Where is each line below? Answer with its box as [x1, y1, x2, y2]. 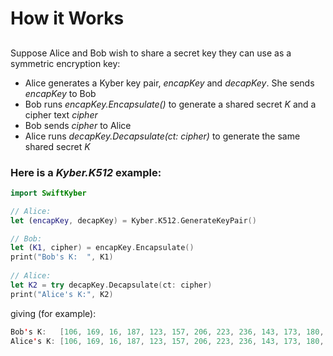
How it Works [10, 7, 125, 30]
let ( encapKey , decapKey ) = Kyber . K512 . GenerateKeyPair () [10, 215, 257, 226]
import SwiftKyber [10, 188, 87, 198]
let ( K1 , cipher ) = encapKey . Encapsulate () [10, 243, 195, 253]
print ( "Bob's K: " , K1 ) [10, 252, 114, 262]
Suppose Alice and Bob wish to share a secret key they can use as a [10, 47, 292, 59]
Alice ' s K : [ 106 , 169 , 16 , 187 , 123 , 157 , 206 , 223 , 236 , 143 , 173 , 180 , [10, 336, 325, 346]
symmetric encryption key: [10, 57, 121, 69]
